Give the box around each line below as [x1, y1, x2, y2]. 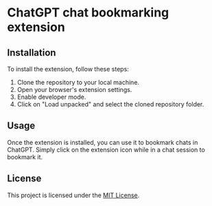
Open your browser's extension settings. [16, 86, 132, 93]
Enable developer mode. [16, 93, 86, 101]
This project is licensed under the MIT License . [7, 191, 140, 199]
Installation [7, 47, 56, 58]
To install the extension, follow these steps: [7, 65, 129, 73]
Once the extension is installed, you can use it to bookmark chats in [7, 138, 198, 146]
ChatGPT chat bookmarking [7, 5, 169, 21]
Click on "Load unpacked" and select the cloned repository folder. [16, 100, 204, 108]
